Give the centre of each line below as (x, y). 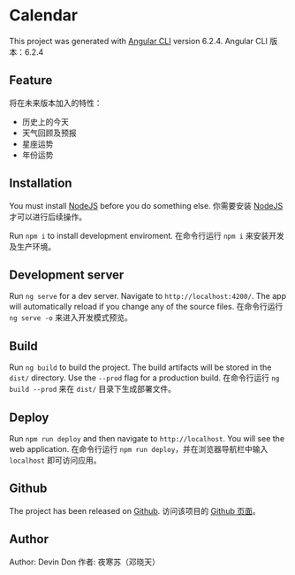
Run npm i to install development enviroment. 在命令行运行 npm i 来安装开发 (147, 235)
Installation (41, 184)
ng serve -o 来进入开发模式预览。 (71, 318)
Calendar (43, 15)
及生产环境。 (32, 246)
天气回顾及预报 (49, 133)
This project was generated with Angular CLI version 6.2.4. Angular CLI (138, 41)
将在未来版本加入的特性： (56, 103)
